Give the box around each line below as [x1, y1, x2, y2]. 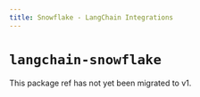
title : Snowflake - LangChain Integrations [9, 12, 174, 22]
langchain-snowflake [9, 51, 162, 68]
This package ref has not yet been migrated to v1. [9, 77, 192, 88]
